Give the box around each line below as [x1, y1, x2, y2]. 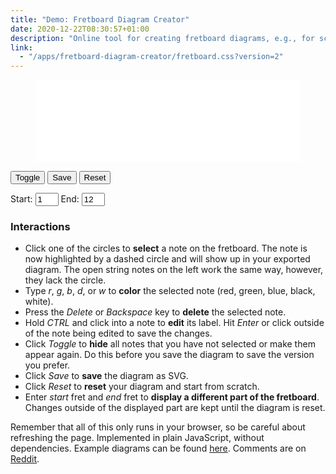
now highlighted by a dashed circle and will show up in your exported [24, 253, 311, 265]
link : [10, 42, 33, 53]
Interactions [10, 219, 71, 233]
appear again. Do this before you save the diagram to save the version [24, 349, 315, 361]
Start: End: [10, 193, 80, 205]
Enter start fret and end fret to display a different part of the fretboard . [24, 391, 320, 403]
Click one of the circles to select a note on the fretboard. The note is [24, 242, 308, 255]
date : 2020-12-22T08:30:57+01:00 [10, 24, 150, 34]
